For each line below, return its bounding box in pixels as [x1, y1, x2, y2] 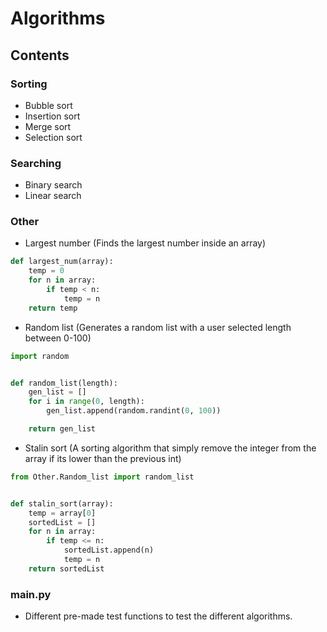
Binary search [24, 179, 83, 191]
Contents [10, 47, 70, 64]
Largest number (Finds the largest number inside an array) [24, 237, 267, 249]
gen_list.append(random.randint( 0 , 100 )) [46, 406, 222, 416]
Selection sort [24, 131, 83, 143]
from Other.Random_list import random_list [10, 472, 195, 482]
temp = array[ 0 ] [28, 508, 97, 518]
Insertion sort [24, 110, 81, 122]
